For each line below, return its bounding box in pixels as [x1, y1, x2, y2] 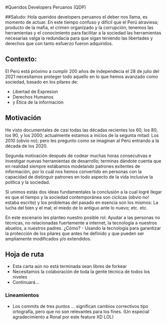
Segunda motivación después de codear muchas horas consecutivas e [5, 152, 151, 158]
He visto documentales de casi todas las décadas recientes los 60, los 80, [5, 127, 158, 133]
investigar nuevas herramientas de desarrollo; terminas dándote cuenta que [5, 157, 161, 164]
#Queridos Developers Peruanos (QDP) [5, 4, 86, 10]
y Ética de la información [12, 99, 64, 105]
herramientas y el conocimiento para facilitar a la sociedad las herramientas [5, 30, 161, 35]
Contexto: [5, 55, 37, 63]
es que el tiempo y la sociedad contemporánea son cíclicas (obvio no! [5, 194, 149, 200]
